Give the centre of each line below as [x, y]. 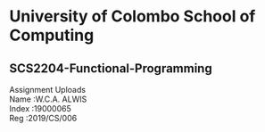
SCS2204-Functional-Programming [111, 68]
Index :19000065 [40, 108]
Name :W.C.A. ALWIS [48, 99]
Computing [52, 35]
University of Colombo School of [132, 16]
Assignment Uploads [48, 90]
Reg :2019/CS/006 [43, 118]
